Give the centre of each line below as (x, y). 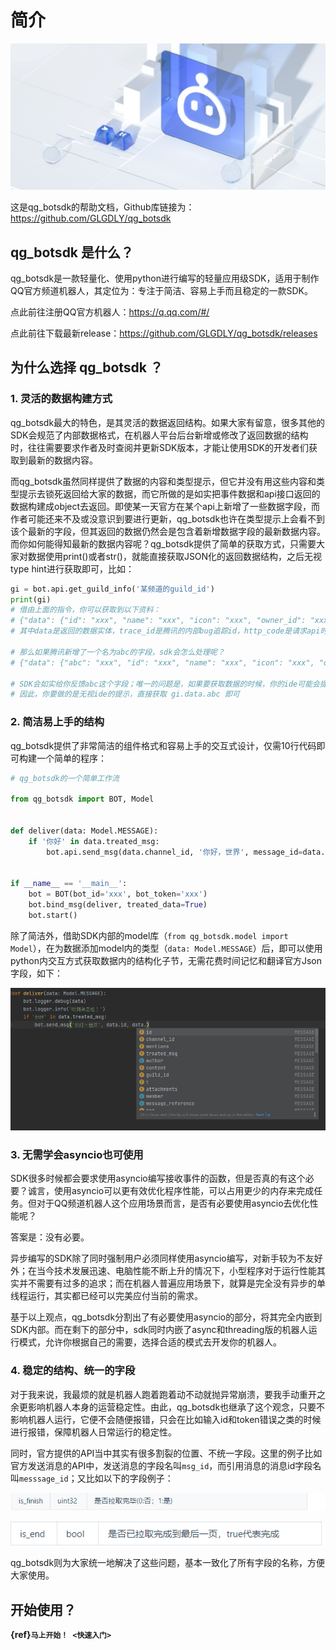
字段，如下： (36, 973)
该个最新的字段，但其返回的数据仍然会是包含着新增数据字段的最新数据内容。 (168, 531)
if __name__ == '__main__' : (69, 884)
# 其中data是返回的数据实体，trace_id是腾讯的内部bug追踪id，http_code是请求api (165, 631)
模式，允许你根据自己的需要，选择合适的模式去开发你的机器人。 (150, 1342)
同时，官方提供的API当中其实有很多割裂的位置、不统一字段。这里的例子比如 (166, 1453)
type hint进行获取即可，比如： (72, 568)
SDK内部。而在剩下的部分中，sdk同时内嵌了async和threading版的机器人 (159, 1330)
